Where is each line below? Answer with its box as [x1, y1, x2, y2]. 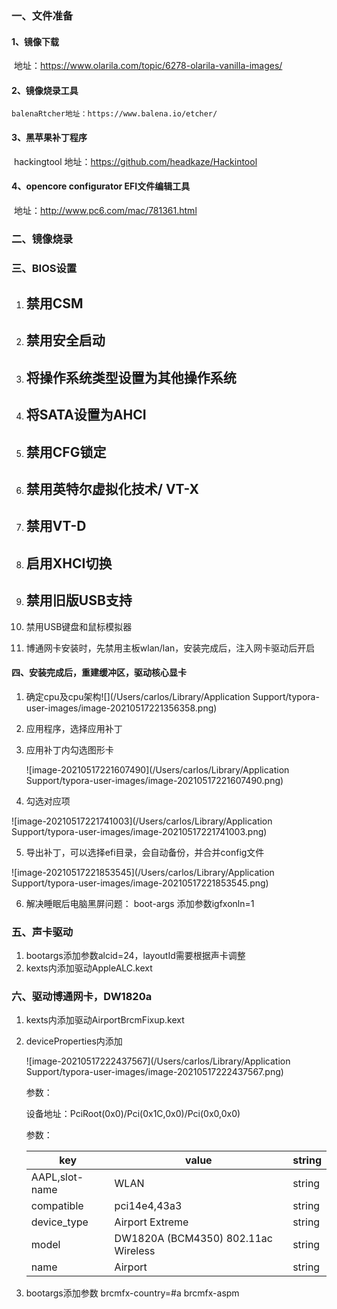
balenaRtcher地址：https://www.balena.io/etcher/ [11, 109, 218, 119]
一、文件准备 [11, 8, 74, 22]
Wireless [114, 1244, 156, 1258]
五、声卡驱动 [11, 925, 74, 939]
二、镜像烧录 [11, 232, 74, 246]
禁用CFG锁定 [25, 443, 107, 461]
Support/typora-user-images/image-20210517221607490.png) [25, 774, 284, 786]
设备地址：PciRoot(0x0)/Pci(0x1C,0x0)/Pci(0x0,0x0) [25, 1108, 241, 1120]
